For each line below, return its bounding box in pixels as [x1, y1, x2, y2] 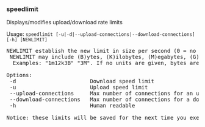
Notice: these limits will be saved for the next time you [6, 114, 187, 122]
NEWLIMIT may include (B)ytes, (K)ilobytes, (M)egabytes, [9, 53, 187, 61]
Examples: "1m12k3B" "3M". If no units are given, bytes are [12, 60, 200, 67]
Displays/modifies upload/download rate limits [6, 19, 123, 26]
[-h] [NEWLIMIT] [6, 37, 48, 43]
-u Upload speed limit [9, 84, 148, 91]
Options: [6, 72, 32, 79]
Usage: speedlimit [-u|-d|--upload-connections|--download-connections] [6, 30, 195, 38]
